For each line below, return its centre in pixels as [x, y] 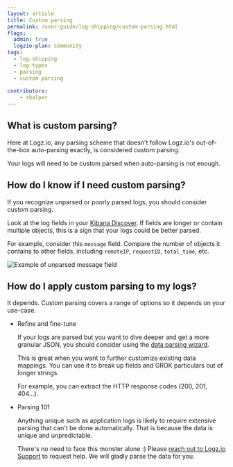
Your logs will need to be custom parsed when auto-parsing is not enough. [114, 163]
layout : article [31, 14]
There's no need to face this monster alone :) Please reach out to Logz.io [121, 449]
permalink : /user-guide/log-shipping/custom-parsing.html [93, 26]
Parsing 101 [33, 407]
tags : [15, 53]
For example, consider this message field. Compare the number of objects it [114, 243]
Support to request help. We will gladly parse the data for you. [106, 457]
